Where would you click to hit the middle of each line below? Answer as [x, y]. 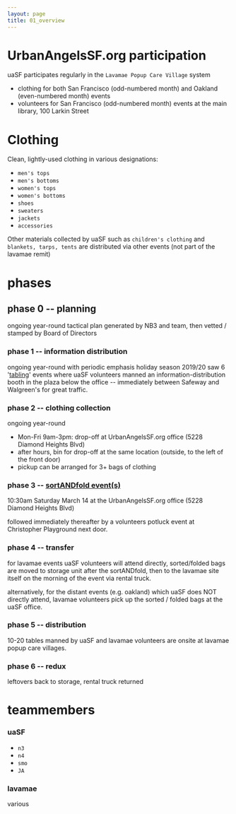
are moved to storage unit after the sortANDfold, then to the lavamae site [113, 570]
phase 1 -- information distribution [67, 352]
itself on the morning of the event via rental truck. [79, 578]
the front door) [39, 459]
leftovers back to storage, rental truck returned [75, 682]
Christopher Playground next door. [58, 529]
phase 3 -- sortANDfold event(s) [64, 485]
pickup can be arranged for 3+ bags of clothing [87, 466]
